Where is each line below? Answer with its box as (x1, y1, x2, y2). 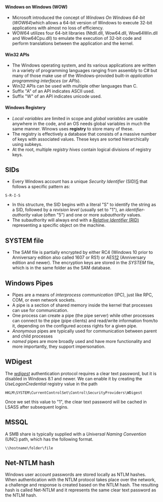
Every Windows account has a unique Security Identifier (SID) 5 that (12, 179, 147, 184)
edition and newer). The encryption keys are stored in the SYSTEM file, (12, 260, 155, 266)
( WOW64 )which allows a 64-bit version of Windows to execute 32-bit (12, 20, 152, 26)
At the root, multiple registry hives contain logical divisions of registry (12, 146, 152, 152)
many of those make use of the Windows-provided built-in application (12, 73, 153, 79)
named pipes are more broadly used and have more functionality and (12, 339, 151, 344)
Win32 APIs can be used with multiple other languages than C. (12, 83, 138, 89)
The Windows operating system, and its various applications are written (12, 62, 156, 68)
